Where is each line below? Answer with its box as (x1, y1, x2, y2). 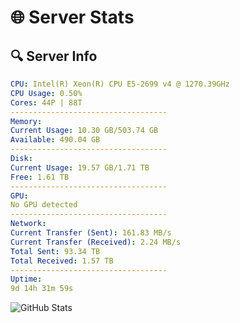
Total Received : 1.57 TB (10, 256, 114, 266)
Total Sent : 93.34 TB (10, 246, 101, 256)
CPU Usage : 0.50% (10, 88, 83, 98)
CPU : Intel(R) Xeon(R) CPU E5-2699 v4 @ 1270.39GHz (10, 79, 230, 89)
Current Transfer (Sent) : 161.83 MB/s (10, 228, 172, 238)
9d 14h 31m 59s (10, 284, 74, 294)
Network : (10, 219, 47, 229)
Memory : (10, 116, 43, 126)
